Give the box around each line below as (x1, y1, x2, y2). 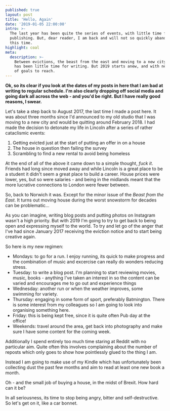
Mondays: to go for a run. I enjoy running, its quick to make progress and (12, 254, 164, 259)
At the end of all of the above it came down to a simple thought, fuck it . (5, 160, 153, 166)
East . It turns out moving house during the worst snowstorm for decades (5, 197, 157, 203)
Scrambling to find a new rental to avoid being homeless (12, 150, 130, 156)
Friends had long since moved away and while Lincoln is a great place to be (5, 166, 163, 172)
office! (12, 318, 26, 324)
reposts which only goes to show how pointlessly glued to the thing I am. (5, 349, 157, 355)
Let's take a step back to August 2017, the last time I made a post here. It (5, 108, 157, 114)
